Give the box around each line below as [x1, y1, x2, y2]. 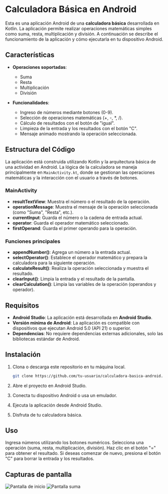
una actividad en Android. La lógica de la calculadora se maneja [5, 164, 137, 170]
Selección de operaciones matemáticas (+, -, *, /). [20, 115, 123, 121]
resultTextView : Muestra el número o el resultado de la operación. [12, 199, 150, 205]
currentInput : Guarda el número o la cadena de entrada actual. [12, 215, 143, 221]
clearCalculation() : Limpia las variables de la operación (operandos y [12, 281, 156, 287]
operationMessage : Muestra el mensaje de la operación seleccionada [12, 204, 158, 210]
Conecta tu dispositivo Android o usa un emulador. [12, 392, 117, 398]
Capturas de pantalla [5, 470, 72, 478]
